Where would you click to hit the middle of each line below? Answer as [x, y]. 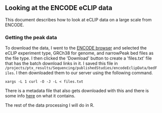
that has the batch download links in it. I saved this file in [61, 64]
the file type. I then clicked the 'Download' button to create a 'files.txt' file [78, 58]
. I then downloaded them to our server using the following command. [83, 73]
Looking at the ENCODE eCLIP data [59, 8]
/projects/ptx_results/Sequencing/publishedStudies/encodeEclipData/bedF [81, 68]
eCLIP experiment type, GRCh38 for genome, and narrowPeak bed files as [79, 53]
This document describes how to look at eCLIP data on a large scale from [78, 19]
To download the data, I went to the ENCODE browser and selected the [76, 48]
